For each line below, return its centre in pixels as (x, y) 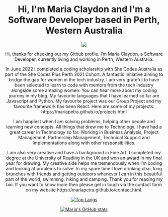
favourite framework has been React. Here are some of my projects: (84, 106)
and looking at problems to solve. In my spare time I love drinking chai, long (84, 168)
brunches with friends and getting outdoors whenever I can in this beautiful (84, 174)
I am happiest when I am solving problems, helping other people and (84, 121)
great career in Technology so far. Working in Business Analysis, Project (84, 132)
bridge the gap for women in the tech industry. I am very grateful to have (84, 79)
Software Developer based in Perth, (84, 20)
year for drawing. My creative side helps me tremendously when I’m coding (84, 163)
